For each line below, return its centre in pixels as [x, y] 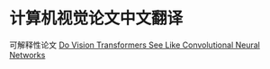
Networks [27, 55]
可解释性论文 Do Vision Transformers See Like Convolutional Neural [135, 45]
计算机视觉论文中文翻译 [96, 18]
